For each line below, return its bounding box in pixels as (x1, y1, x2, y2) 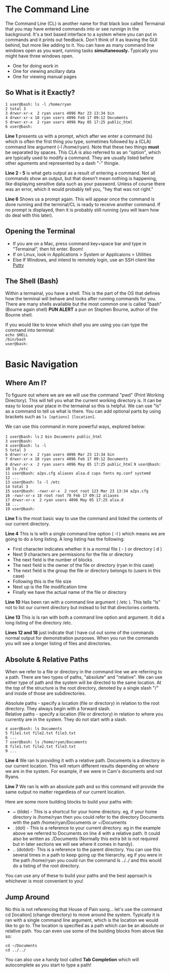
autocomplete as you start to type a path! (5, 962, 92, 968)
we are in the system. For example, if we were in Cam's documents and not (5, 768, 162, 775)
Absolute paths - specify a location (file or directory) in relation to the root (5, 700, 160, 706)
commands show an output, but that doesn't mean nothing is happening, (5, 175, 157, 181)
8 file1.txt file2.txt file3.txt (5, 744, 76, 749)
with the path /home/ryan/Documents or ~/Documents (12, 819, 127, 825)
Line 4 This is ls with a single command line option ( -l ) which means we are (5, 531, 165, 537)
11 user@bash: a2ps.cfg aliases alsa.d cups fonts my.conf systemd (5, 471, 151, 476)
